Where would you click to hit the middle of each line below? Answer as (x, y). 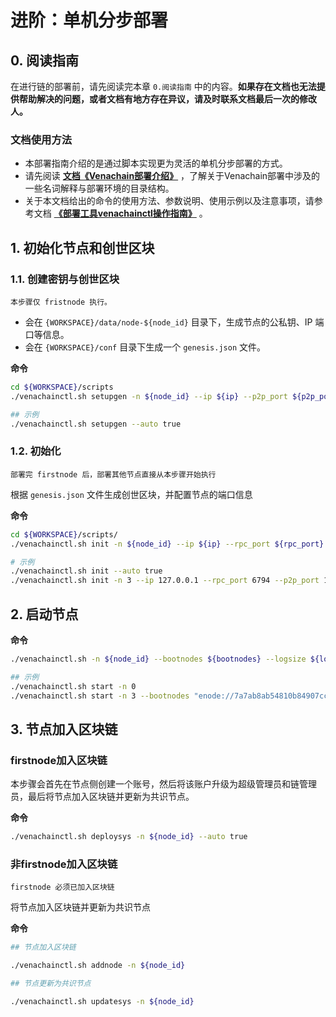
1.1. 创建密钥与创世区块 (65, 279)
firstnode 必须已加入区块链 (62, 887)
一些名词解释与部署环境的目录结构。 (99, 188)
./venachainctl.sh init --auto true (86, 571)
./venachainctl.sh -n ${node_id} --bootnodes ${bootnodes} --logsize (158, 659)
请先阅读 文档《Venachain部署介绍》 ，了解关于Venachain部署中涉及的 (172, 176)
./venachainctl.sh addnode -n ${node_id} (98, 966)
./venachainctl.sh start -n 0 (73, 686)
